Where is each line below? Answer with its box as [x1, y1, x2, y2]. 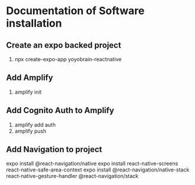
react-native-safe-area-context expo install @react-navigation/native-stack [6, 166, 190, 173]
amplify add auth [14, 121, 56, 128]
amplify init [14, 88, 42, 95]
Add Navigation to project [6, 144, 103, 154]
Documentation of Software [6, 4, 145, 18]
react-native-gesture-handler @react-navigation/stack [6, 173, 138, 180]
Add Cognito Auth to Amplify [6, 105, 114, 115]
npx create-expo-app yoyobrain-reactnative [14, 56, 122, 62]
